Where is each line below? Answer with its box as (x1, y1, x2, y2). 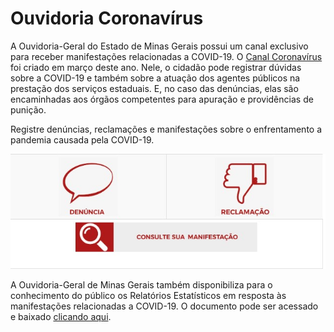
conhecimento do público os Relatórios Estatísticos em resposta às (10, 289, 287, 301)
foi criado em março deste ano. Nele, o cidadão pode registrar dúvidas (10, 61, 302, 73)
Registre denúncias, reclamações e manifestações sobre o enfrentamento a (10, 123, 323, 135)
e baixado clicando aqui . (10, 310, 112, 322)
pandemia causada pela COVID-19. (10, 133, 155, 146)
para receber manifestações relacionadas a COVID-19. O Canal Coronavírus (10, 50, 323, 62)
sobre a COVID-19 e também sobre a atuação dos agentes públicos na (10, 72, 301, 84)
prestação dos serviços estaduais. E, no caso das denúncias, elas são (10, 82, 299, 94)
